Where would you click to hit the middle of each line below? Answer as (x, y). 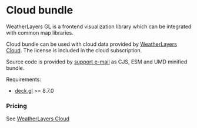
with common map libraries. (40, 32)
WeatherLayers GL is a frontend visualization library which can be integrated (99, 26)
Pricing (17, 106)
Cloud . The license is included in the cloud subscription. (74, 50)
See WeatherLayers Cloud (38, 119)
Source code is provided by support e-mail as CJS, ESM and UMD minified (97, 62)
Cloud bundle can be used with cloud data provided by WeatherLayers (92, 44)
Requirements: (24, 79)
